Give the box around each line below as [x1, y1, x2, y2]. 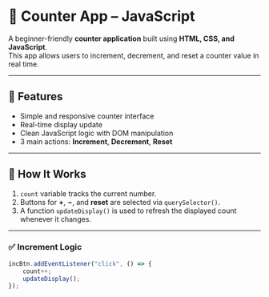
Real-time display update [19, 119, 102, 129]
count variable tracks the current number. [19, 188, 157, 199]
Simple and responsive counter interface [19, 111, 155, 121]
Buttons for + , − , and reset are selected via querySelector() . [19, 197, 220, 207]
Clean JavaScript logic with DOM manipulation [19, 128, 174, 138]
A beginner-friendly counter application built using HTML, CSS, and [8, 34, 235, 43]
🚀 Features [8, 90, 63, 103]
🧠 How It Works [8, 167, 86, 181]
